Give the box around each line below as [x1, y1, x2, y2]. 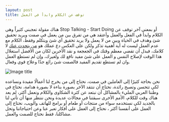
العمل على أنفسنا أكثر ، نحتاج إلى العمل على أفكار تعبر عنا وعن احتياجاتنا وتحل [5, 105, 151, 111]
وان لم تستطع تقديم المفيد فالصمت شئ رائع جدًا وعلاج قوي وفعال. [5, 58, 131, 65]
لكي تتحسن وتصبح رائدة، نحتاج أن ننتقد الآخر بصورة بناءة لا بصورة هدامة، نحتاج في [5, 83, 159, 89]
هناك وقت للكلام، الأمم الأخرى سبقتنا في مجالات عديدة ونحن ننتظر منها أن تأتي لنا [5, 95, 158, 101]
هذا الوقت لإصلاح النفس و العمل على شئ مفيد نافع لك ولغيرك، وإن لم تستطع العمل [5, 53, 162, 59]
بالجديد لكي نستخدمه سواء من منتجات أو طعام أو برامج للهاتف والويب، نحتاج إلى [5, 100, 155, 106]
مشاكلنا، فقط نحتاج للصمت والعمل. [5, 110, 72, 117]
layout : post [5, 7, 33, 13]
